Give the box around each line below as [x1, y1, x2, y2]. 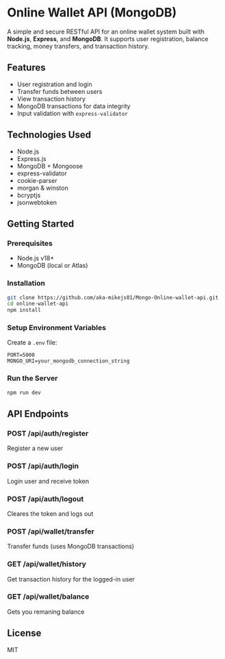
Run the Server [7, 373, 58, 383]
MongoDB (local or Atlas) [16, 262, 88, 270]
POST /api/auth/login [7, 461, 79, 471]
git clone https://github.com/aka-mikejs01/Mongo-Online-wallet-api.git [7, 294, 219, 301]
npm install [7, 307, 41, 314]
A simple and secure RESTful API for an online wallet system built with [7, 27, 205, 36]
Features [7, 62, 46, 73]
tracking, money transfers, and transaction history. [7, 42, 150, 50]
